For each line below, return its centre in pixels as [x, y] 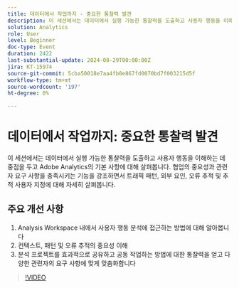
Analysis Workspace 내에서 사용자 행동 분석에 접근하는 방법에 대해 [111, 228]
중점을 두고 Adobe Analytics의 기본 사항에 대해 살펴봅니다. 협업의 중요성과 [111, 167]
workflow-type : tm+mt [39, 80]
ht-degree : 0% [28, 93]
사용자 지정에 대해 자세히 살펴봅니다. [65, 185]
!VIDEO [35, 277]
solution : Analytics [38, 27]
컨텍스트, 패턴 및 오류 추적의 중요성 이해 [73, 245]
